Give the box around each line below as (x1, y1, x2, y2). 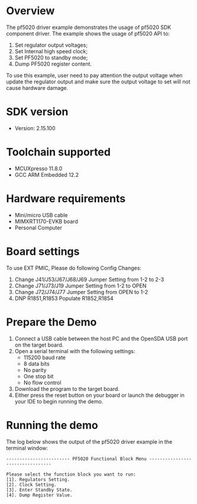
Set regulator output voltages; (14, 41, 88, 49)
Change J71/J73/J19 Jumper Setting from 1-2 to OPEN (14, 282, 147, 289)
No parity (23, 366, 47, 373)
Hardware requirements (6, 192, 126, 205)
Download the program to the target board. (14, 385, 120, 392)
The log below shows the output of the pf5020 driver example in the (6, 438, 173, 445)
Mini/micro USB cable (14, 211, 68, 218)
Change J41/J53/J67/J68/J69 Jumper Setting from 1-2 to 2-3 (14, 276, 164, 283)
